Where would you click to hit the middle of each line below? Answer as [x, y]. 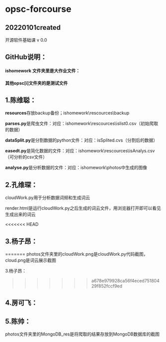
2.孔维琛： [22, 185]
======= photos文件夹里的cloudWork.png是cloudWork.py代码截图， [77, 254]
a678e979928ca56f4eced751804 [125, 281]
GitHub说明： [26, 57]
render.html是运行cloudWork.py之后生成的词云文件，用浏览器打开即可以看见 [83, 208]
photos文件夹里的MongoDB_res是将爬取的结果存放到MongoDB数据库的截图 [83, 334]
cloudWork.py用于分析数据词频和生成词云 [48, 198]
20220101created [33, 28]
